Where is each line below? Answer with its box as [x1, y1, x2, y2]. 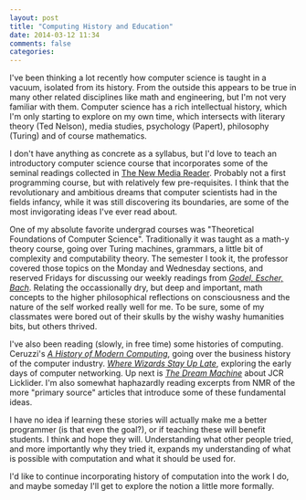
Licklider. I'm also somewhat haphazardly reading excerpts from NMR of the [9, 378, 296, 389]
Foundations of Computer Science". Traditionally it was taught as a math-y [9, 234, 290, 245]
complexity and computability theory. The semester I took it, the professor [9, 253, 289, 265]
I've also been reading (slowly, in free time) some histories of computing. [9, 339, 284, 349]
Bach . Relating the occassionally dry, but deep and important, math [9, 282, 263, 293]
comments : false [9, 38, 71, 48]
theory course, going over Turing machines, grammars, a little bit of [9, 244, 263, 255]
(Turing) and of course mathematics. [9, 130, 148, 141]
